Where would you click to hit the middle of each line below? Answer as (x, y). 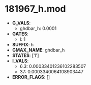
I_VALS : (20, 61)
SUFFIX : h (23, 44)
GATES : (20, 34)
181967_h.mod (36, 9)
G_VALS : (21, 23)
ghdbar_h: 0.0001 (38, 28)
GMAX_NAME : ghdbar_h (38, 50)
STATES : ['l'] (25, 55)
